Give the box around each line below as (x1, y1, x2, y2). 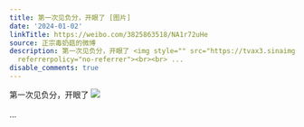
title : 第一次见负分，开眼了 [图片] (9, 13, 131, 23)
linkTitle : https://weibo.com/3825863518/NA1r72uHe (9, 30, 208, 39)
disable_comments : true (9, 64, 100, 73)
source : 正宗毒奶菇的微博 (9, 38, 97, 48)
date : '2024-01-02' (9, 22, 83, 31)
